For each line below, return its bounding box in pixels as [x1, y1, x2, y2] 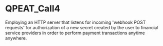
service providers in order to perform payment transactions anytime [5, 30, 145, 36]
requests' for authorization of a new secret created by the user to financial [5, 24, 158, 30]
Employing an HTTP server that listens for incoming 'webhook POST [5, 19, 146, 25]
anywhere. [5, 35, 27, 41]
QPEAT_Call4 [5, 3, 60, 14]
